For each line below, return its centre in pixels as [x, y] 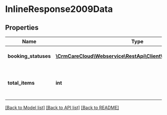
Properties [22, 28]
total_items [21, 83]
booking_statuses [29, 56]
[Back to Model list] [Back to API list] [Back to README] [62, 108]
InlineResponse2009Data [59, 9]
